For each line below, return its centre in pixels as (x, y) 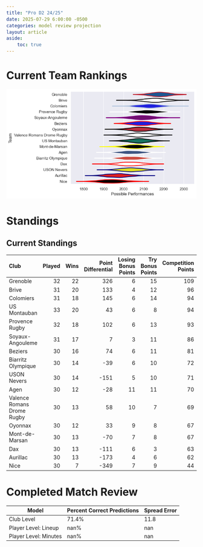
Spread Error (160, 511)
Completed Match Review (72, 492)
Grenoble (20, 281)
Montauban (23, 313)
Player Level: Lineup (34, 528)
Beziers (18, 351)
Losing (127, 260)
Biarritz (18, 360)
